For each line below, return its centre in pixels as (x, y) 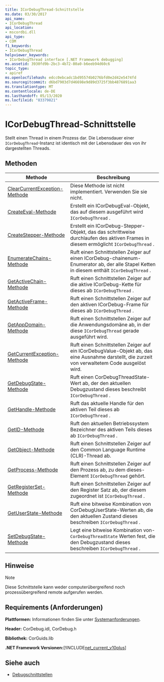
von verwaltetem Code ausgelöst (108, 363)
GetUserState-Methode (35, 513)
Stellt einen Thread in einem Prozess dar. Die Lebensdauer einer (70, 138)
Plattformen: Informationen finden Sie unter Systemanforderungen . (73, 619)
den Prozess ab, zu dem (98, 470)
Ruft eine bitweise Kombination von (111, 504)
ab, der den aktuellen (106, 383)
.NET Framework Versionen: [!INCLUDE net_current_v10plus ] (66, 647)
